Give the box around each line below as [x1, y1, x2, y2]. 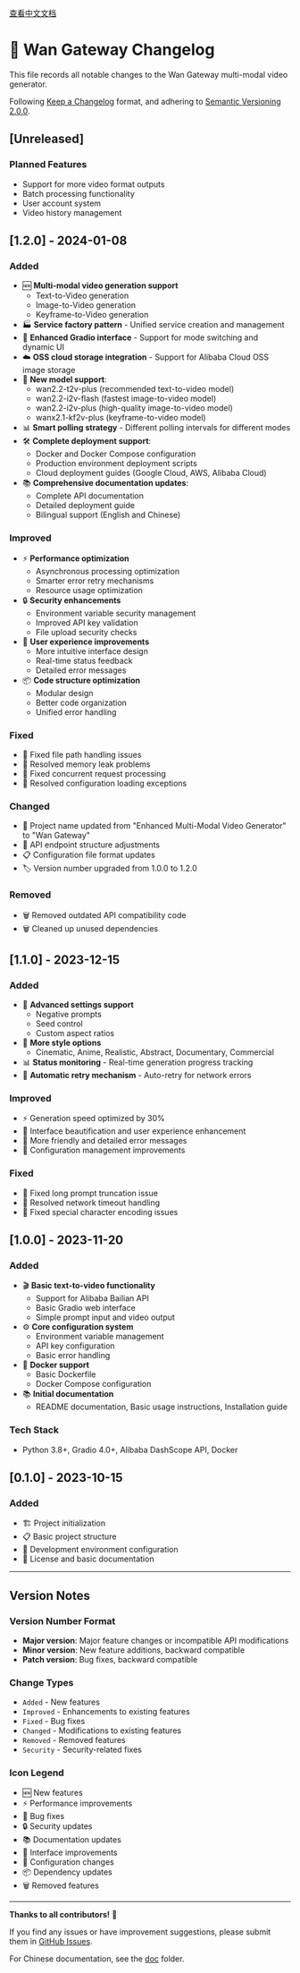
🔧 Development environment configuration [21, 1544, 179, 1555]
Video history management [21, 207, 122, 217]
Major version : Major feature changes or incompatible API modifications [21, 1636, 289, 1646]
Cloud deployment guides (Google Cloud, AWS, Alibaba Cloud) [35, 468, 267, 479]
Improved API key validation [35, 617, 138, 628]
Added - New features [21, 1697, 101, 1707]
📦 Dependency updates [21, 1867, 113, 1877]
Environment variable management [35, 1331, 164, 1342]
